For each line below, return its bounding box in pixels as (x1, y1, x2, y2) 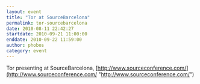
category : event (6, 48, 47, 54)
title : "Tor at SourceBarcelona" (6, 14, 90, 20)
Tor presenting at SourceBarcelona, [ (6, 64, 98, 71)
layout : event (6, 8, 42, 15)
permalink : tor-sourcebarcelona (6, 20, 87, 26)
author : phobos (6, 43, 45, 49)
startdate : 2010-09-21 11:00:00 (6, 31, 87, 37)
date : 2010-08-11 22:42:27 (6, 25, 74, 32)
